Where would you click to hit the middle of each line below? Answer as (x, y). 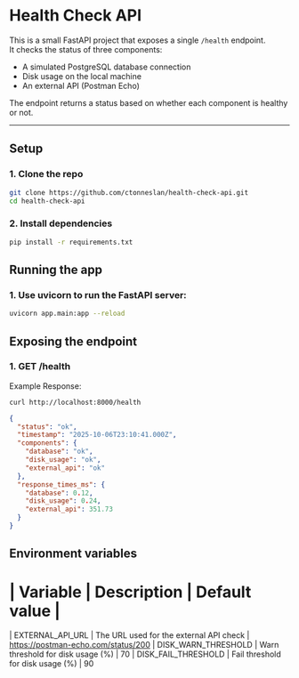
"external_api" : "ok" (65, 468)
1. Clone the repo (46, 174)
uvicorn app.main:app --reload (67, 314)
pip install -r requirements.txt (71, 242)
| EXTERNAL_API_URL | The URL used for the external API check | (129, 635)
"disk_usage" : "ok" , (63, 460)
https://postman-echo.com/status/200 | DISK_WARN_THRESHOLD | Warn (144, 645)
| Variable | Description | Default (130, 592)
